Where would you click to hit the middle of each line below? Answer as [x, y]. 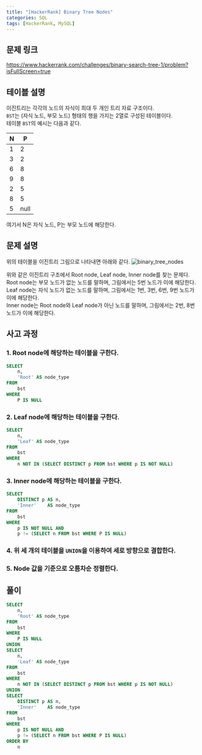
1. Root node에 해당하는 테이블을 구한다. [63, 353]
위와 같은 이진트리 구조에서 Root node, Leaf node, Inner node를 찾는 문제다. [98, 274]
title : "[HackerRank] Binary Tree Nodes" [60, 12]
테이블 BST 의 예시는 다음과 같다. [44, 123]
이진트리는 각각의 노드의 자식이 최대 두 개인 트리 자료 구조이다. [80, 108]
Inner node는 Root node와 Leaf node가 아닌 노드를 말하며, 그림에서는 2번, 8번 [101, 305]
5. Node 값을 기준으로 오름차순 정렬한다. [62, 568]
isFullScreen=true [28, 72]
